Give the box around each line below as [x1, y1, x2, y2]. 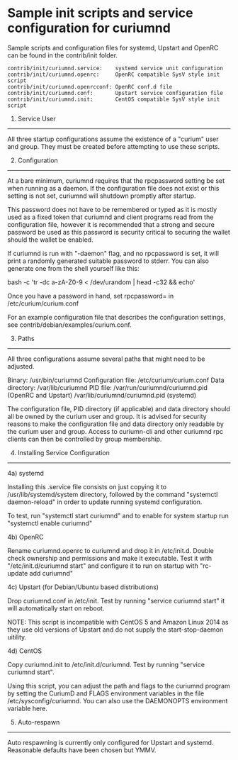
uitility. [7, 632, 27, 641]
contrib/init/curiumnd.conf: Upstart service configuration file [7, 89, 223, 96]
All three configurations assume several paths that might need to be [7, 354, 205, 363]
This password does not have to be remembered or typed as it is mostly [7, 205, 217, 213]
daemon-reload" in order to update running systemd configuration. [7, 498, 203, 506]
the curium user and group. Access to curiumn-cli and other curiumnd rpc [7, 427, 224, 435]
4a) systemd [7, 469, 45, 477]
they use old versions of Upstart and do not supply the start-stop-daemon [7, 625, 224, 634]
